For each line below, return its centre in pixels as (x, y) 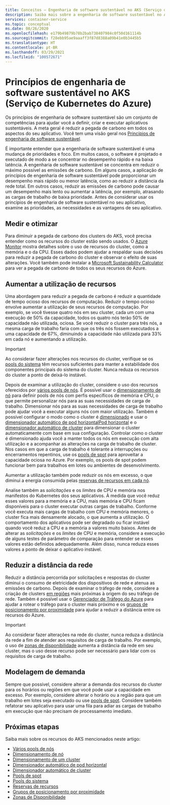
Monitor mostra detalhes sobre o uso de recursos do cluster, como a (77, 247)
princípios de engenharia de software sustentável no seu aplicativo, (76, 202)
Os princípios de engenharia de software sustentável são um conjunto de (81, 117)
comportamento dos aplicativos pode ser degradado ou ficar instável (77, 522)
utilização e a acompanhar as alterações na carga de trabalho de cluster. (81, 443)
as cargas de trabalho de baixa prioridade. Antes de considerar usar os (79, 197)
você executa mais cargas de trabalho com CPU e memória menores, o (79, 512)
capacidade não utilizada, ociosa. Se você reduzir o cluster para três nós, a (84, 323)
